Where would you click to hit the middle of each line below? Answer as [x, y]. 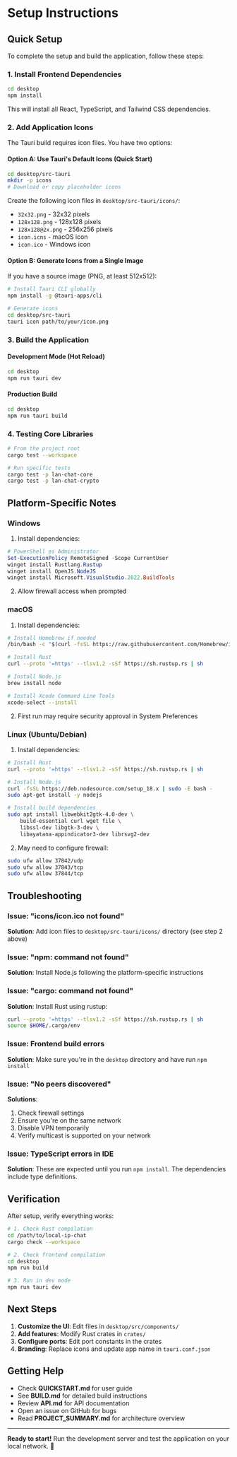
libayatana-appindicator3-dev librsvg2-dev [85, 834]
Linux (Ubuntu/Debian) [47, 735]
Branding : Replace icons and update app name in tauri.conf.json [114, 1349]
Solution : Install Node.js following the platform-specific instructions [105, 973]
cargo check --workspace [44, 1242]
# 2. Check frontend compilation [56, 1255]
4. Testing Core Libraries [50, 434]
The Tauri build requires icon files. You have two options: [90, 143]
